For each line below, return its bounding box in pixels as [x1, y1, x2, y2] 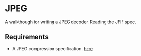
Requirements [5, 33, 49, 41]
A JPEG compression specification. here [12, 45, 93, 51]
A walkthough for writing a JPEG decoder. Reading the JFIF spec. [5, 19, 136, 25]
